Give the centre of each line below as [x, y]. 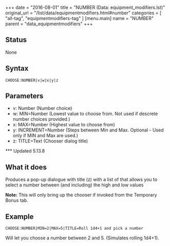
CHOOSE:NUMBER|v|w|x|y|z [32, 80]
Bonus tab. [17, 200]
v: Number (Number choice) [42, 108]
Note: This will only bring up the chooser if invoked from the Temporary [81, 195]
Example [20, 216]
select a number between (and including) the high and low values [74, 185]
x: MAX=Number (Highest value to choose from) [64, 125]
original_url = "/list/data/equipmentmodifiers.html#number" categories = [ [83, 13]
